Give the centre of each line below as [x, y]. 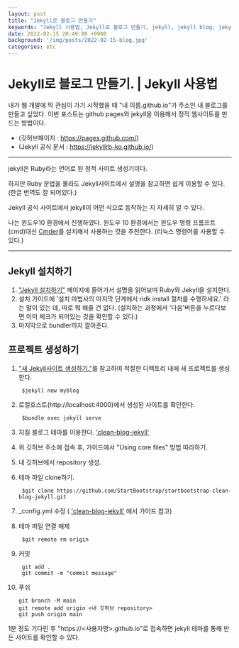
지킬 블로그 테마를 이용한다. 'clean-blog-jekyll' [84, 432]
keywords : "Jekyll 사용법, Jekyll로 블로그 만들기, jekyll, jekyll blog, [112, 27]
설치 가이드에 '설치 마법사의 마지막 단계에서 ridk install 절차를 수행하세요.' [120, 298]
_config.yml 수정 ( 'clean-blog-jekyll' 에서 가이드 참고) [95, 510]
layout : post [27, 14]
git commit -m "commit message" [70, 573]
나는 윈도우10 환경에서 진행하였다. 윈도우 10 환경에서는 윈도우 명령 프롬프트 [112, 222]
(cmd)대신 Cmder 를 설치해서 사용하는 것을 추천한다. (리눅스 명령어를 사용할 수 [117, 231]
